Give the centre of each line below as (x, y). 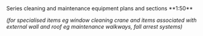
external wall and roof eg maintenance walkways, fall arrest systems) (94, 27)
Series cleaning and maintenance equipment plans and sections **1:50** (100, 8)
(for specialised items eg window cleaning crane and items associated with (102, 20)
